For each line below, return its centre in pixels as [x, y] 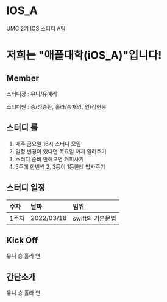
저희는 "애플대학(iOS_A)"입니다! [84, 55]
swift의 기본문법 [95, 218]
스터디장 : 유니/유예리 [32, 94]
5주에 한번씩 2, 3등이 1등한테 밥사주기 [60, 166]
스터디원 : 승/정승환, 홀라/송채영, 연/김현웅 [56, 106]
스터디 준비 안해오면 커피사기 [49, 159]
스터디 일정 [26, 188]
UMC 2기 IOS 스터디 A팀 [36, 28]
